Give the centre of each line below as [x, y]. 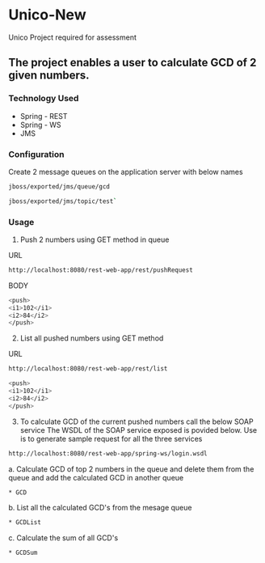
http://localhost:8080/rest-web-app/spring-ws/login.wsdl [108, 453]
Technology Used [44, 99]
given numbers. [49, 76]
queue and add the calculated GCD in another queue [96, 477]
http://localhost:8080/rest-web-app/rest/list [88, 369]
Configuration [36, 154]
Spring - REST [44, 116]
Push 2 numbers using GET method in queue [95, 239]
